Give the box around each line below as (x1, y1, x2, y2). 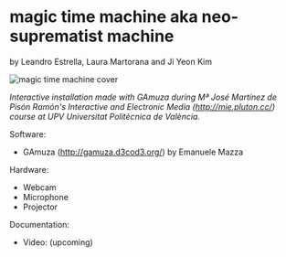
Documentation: (9, 219, 70, 230)
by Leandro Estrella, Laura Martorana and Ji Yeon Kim (9, 56, 213, 67)
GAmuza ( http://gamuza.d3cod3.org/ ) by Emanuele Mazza (22, 146, 244, 157)
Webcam (22, 181, 57, 193)
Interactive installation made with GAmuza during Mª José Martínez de (9, 91, 277, 102)
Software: (9, 128, 47, 139)
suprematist (9, 26, 103, 47)
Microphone (22, 191, 69, 202)
